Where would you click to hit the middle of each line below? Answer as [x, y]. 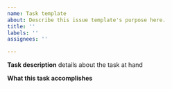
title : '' [21, 26]
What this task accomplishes [50, 78]
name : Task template [37, 13]
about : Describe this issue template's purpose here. [87, 20]
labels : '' [23, 33]
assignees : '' [28, 39]
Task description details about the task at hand [75, 65]
